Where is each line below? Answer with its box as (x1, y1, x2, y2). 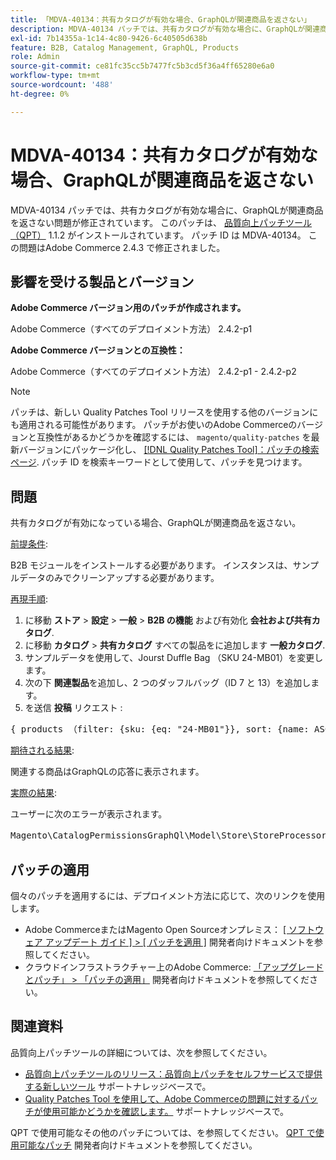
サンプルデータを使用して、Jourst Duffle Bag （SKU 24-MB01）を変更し (24, 652, 324, 664)
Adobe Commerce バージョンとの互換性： (10, 344, 186, 356)
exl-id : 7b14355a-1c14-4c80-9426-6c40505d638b (10, 33, 208, 43)
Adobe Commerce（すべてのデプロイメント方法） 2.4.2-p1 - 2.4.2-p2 (10, 366, 297, 378)
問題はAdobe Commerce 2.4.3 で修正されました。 (18, 241, 226, 253)
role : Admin (10, 52, 60, 62)
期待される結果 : (10, 744, 75, 756)
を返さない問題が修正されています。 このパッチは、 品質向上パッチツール (10, 216, 313, 228)
